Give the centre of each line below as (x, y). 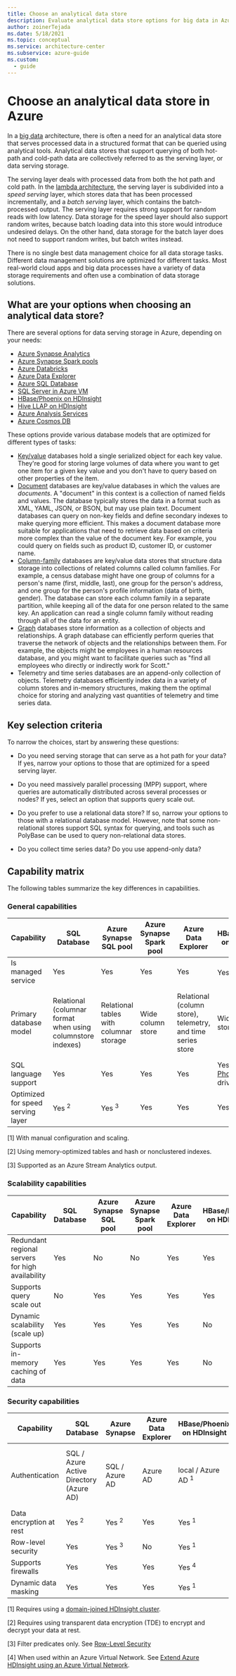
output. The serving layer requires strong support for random (128, 209)
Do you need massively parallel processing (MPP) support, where (112, 784)
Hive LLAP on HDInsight (52, 406)
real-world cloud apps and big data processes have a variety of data (106, 268)
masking (25, 1591)
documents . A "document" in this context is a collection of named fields (122, 493)
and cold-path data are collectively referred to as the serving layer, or (123, 158)
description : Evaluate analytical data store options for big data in (113, 20)
